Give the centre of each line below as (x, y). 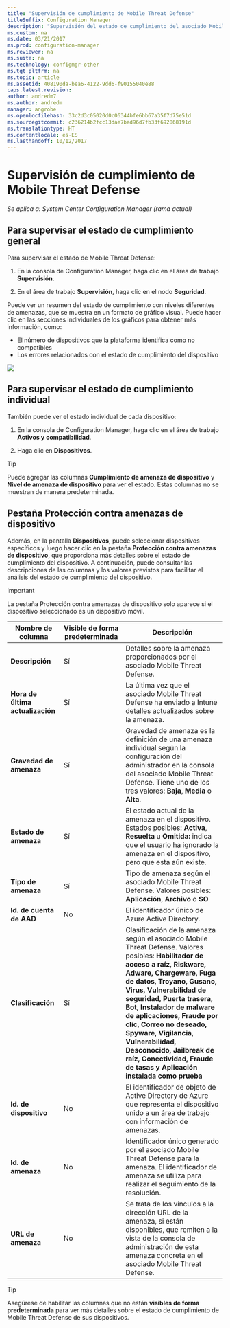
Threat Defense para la (163, 1158)
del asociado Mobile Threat (169, 774)
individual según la (156, 747)
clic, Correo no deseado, (166, 1024)
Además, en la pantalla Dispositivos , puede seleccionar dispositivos (103, 541)
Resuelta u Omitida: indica (169, 836)
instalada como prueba (164, 1076)
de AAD (23, 919)
